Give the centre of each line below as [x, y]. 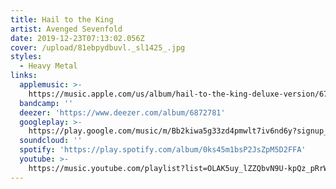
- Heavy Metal [48, 66]
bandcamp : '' [46, 103]
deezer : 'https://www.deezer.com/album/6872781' [122, 112]
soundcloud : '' [51, 141]
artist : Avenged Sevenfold [66, 29]
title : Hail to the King [62, 19]
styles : [26, 57]
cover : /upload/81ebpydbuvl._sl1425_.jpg [98, 47]
